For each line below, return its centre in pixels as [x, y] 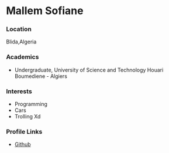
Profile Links [24, 132]
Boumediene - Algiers [41, 76]
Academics [23, 57]
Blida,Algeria [21, 42]
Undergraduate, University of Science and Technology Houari [89, 70]
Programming [31, 104]
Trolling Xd [27, 117]
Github [23, 144]
